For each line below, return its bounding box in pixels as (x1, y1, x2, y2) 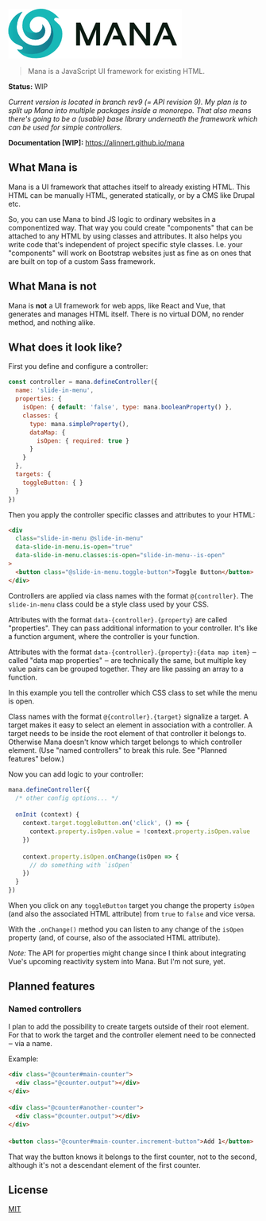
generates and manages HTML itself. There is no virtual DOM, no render (8, 309, 245, 319)
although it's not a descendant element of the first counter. (8, 1160, 201, 1169)
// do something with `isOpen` (29, 861, 133, 869)
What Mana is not (8, 280, 97, 293)
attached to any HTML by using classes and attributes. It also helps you (8, 231, 242, 241)
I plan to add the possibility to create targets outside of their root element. (8, 1021, 249, 1031)
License (8, 1184, 48, 1197)
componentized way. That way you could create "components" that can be (8, 223, 254, 232)
